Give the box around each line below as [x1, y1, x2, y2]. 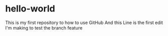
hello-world [5, 3, 56, 14]
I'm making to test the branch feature [5, 24, 82, 30]
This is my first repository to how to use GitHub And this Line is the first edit [5, 19, 163, 25]
